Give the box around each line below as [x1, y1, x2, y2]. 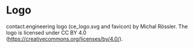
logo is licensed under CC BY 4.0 [6, 29, 87, 36]
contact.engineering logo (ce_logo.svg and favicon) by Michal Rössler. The [6, 23, 188, 30]
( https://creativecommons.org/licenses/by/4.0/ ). [6, 35, 123, 42]
